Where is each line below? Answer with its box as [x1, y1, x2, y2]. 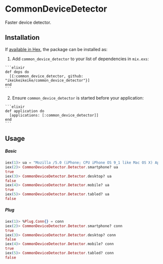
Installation [5, 33, 40, 42]
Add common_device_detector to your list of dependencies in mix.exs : [12, 56, 149, 62]
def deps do [5, 69, 29, 74]
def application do [5, 108, 45, 114]
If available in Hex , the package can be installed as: [5, 46, 108, 52]
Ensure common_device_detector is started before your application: [12, 95, 144, 100]
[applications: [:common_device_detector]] [9, 113, 98, 117]
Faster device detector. [5, 19, 51, 25]
